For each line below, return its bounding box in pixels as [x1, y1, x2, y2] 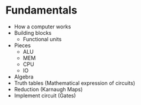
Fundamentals [5, 4, 77, 17]
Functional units [22, 35, 62, 42]
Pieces [14, 42, 31, 49]
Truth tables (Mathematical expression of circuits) [14, 79, 135, 86]
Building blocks [14, 29, 52, 36]
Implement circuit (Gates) [14, 92, 76, 99]
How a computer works [14, 23, 71, 30]
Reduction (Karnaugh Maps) [14, 86, 83, 93]
